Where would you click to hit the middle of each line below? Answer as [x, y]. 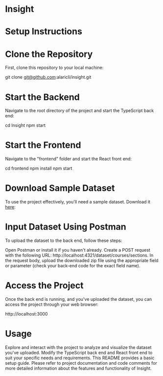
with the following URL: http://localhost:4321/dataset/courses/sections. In [79, 255]
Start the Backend [42, 97]
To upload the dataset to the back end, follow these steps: [64, 241]
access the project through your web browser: [52, 304]
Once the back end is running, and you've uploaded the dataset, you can [79, 299]
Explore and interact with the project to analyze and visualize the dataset [78, 347]
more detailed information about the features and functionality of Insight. [78, 368]
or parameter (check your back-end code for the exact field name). [73, 266]
